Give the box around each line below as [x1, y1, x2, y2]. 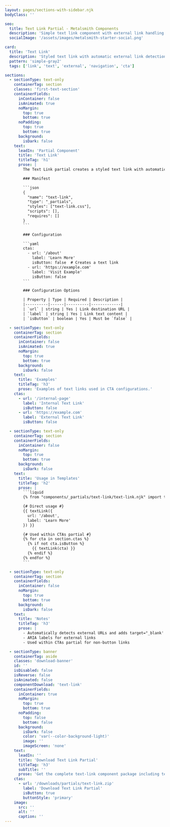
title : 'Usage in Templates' [18, 476, 80, 481]
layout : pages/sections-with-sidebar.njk [5, 7, 94, 13]
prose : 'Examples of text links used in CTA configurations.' [18, 386, 153, 391]
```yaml [23, 241, 39, 246]
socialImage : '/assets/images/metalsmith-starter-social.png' [9, 35, 144, 41]
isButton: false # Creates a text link [31, 260, 119, 265]
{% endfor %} [23, 555, 51, 560]
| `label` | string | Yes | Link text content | [23, 311, 128, 316]
